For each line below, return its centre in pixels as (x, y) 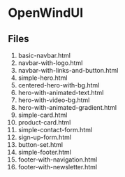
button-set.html (41, 144)
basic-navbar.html (44, 55)
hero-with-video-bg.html (54, 100)
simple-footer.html (45, 152)
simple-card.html (43, 115)
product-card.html (44, 122)
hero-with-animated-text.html (61, 93)
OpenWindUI (45, 13)
